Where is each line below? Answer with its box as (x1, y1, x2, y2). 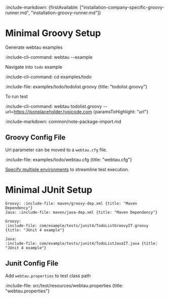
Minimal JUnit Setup (5, 184, 92, 195)
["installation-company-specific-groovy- (79, 5, 165, 10)
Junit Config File (5, 259, 58, 268)
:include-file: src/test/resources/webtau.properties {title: (5, 282, 123, 288)
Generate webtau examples (5, 44, 63, 50)
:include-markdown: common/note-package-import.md (5, 118, 122, 124)
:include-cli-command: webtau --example (5, 54, 93, 60)
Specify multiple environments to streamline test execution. (5, 166, 129, 172)
